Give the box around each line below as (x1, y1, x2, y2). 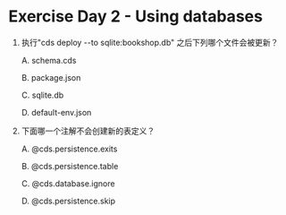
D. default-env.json (21, 107, 92, 117)
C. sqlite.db (21, 90, 64, 100)
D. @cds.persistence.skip (21, 195, 116, 206)
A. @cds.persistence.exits (21, 143, 118, 154)
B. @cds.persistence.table (21, 160, 119, 171)
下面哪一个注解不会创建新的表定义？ (21, 125, 156, 136)
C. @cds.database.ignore (21, 177, 115, 189)
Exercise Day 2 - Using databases (8, 6, 263, 27)
